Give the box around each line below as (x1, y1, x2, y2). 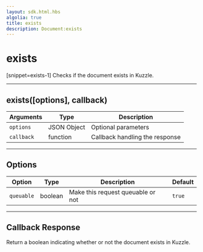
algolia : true (6, 15, 42, 21)
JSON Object (48, 123, 86, 131)
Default (172, 178, 194, 186)
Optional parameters (91, 123, 150, 131)
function (48, 133, 72, 141)
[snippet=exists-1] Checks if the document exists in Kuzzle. (6, 72, 154, 79)
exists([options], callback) (6, 95, 108, 105)
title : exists (6, 20, 42, 26)
